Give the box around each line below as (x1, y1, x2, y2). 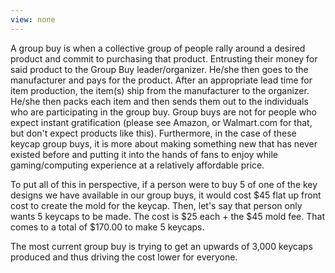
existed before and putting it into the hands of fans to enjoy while (10, 148, 279, 160)
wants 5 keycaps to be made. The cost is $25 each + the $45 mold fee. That (10, 210, 326, 222)
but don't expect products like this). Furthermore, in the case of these (10, 127, 297, 139)
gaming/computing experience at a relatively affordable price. (10, 159, 265, 171)
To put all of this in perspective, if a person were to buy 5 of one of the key (10, 178, 318, 190)
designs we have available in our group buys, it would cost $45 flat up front (10, 189, 322, 201)
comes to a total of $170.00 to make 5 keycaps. (10, 221, 205, 233)
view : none (10, 14, 56, 25)
